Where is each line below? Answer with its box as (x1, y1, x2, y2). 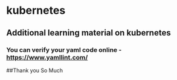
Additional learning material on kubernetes (6, 28, 171, 38)
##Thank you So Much (6, 67, 63, 74)
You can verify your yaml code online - (6, 46, 122, 54)
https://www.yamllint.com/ (6, 53, 88, 61)
